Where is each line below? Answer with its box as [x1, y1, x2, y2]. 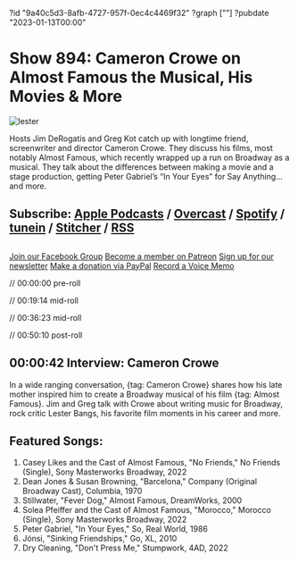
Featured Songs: [9, 433, 103, 449]
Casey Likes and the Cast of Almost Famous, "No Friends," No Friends [21, 457, 281, 468]
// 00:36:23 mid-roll [9, 312, 82, 323]
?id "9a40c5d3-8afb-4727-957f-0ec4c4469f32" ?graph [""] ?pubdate [9, 8, 269, 18]
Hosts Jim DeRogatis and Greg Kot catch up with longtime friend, [9, 133, 249, 144]
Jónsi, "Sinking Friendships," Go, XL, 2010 [21, 533, 178, 544]
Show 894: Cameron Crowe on [9, 48, 242, 69]
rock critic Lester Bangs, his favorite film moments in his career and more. [9, 407, 281, 418]
